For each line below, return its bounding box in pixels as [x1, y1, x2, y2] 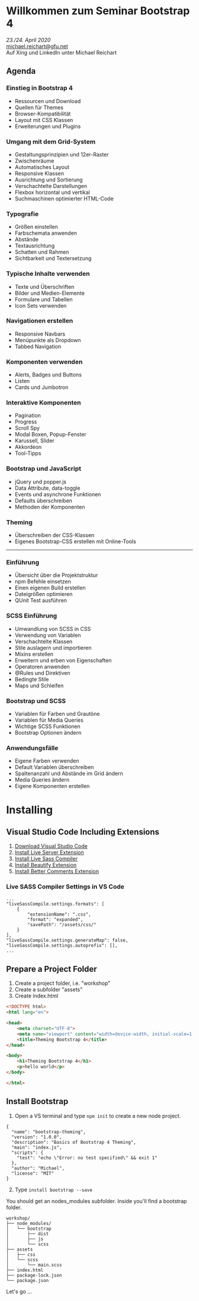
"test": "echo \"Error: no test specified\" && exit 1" [17, 1155, 158, 1160]
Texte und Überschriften [14, 283, 75, 290]
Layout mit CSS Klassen [14, 116, 73, 123]
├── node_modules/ [6, 1220, 52, 1226]
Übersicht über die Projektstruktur [14, 572, 98, 579]
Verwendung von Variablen [14, 632, 81, 639]
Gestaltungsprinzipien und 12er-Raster [14, 151, 109, 158]
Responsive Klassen [14, 170, 64, 177]
